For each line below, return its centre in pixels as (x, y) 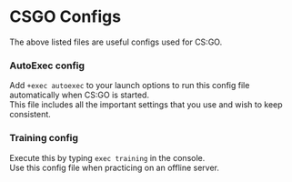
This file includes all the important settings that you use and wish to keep (146, 105)
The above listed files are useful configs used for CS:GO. (116, 42)
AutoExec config (47, 66)
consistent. (30, 115)
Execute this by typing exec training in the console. (107, 157)
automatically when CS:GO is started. (80, 95)
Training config (44, 138)
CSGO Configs (65, 17)
